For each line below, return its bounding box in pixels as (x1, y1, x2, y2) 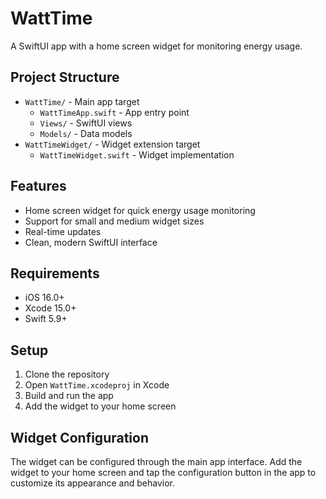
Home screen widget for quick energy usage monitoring (24, 204, 256, 216)
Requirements (10, 265, 100, 282)
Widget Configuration (10, 429, 150, 446)
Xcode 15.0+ (24, 302, 77, 314)
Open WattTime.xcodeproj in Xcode (24, 379, 170, 391)
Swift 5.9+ (24, 313, 68, 325)
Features (10, 178, 67, 195)
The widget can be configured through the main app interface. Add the (10, 456, 303, 467)
